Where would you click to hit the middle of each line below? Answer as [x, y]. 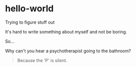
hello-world [30, 9]
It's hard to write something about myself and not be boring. [66, 32]
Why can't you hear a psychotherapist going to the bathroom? [68, 51]
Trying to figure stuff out [30, 22]
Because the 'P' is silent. [42, 60]
